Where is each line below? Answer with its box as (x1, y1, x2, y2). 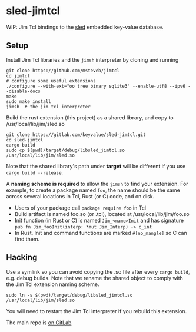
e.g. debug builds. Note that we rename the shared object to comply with (6, 274, 184, 281)
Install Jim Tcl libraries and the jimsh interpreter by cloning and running (6, 56, 179, 63)
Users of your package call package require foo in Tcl (14, 204, 146, 211)
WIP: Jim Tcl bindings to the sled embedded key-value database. (6, 24, 164, 31)
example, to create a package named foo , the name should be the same (6, 187, 181, 194)
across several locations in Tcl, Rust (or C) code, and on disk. (6, 192, 155, 200)
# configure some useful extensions (6, 78, 96, 84)
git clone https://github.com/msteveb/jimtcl (6, 68, 119, 74)
